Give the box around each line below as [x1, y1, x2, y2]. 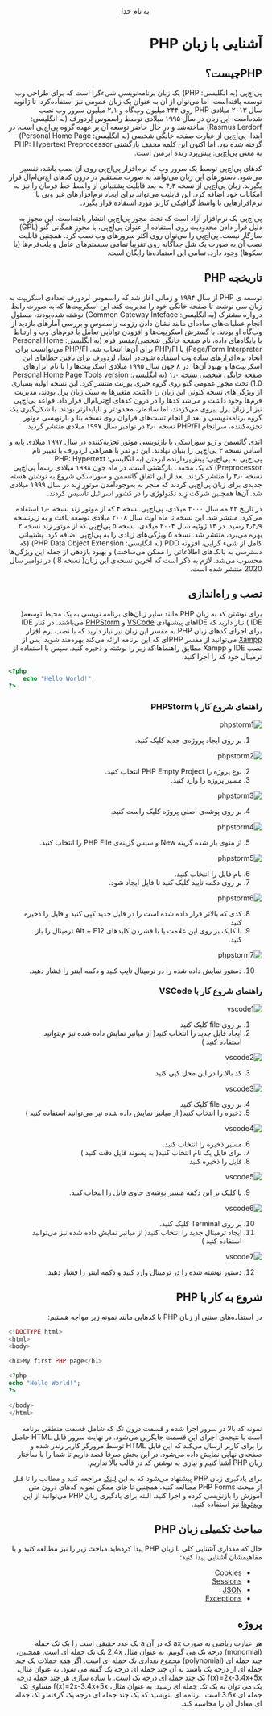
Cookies [214, 1568, 242, 1578]
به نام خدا [121, 6, 150, 15]
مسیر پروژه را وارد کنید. [171, 774, 242, 784]
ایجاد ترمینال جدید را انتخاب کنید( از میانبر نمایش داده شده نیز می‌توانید [31, 1227, 242, 1237]
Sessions [212, 1576, 242, 1586]
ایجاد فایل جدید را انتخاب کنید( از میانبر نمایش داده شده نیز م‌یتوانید [43, 1028, 242, 1038]
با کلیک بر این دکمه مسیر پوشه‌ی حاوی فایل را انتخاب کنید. [68, 1188, 242, 1197]
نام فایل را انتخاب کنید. [174, 869, 242, 879]
